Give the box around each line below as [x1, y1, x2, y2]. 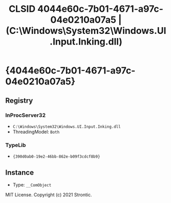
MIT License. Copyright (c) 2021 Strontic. [5, 191, 92, 198]
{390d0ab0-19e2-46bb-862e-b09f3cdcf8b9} [12, 154, 100, 159]
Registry [5, 96, 33, 105]
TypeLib [5, 141, 26, 149]
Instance [5, 168, 34, 177]
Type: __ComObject [12, 181, 52, 188]
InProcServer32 [5, 112, 46, 119]
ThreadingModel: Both [12, 128, 60, 135]
